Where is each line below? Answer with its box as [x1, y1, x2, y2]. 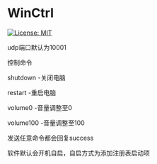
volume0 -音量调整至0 [7, 103, 73, 111]
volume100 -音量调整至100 [7, 119, 85, 127]
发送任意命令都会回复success [7, 133, 94, 142]
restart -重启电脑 [7, 88, 57, 97]
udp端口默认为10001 [7, 43, 67, 51]
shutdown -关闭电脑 [7, 73, 66, 82]
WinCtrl [7, 5, 54, 21]
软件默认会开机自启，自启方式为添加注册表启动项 [7, 148, 150, 157]
